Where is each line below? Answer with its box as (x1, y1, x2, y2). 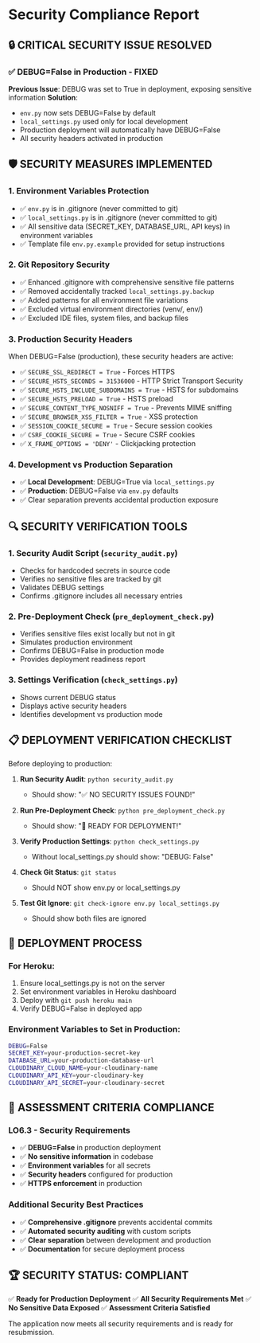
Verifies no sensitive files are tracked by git (19, 574, 161, 584)
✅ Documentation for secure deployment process (19, 1244, 185, 1254)
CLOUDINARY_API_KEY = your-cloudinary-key (8, 1071, 145, 1080)
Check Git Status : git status (19, 867, 117, 877)
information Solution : (8, 92, 78, 102)
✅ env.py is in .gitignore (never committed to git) (19, 203, 179, 213)
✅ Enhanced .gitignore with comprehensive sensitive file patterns (19, 277, 235, 287)
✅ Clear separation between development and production (19, 1235, 211, 1244)
